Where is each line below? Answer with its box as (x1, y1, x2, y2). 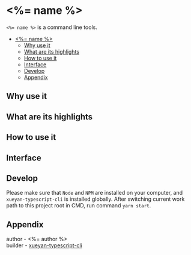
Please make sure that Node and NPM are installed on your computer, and (6, 189, 183, 197)
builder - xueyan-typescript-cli (6, 242, 82, 249)
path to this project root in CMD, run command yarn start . (6, 202, 151, 209)
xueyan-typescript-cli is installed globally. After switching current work (6, 195, 185, 203)
